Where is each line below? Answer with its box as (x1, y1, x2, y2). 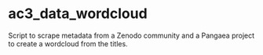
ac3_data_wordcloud (8, 5, 148, 23)
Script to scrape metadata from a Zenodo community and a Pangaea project (8, 31, 255, 40)
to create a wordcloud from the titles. (8, 38, 128, 48)
